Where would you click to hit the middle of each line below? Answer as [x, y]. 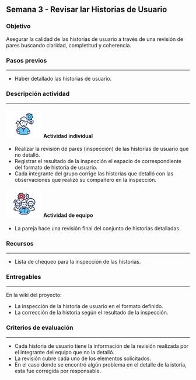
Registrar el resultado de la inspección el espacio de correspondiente [98, 161]
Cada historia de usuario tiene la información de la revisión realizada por [101, 346]
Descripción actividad [38, 94]
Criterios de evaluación [40, 328]
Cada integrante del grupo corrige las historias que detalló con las [94, 174]
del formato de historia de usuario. [56, 167]
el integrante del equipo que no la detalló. [64, 352]
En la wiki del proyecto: [34, 295]
